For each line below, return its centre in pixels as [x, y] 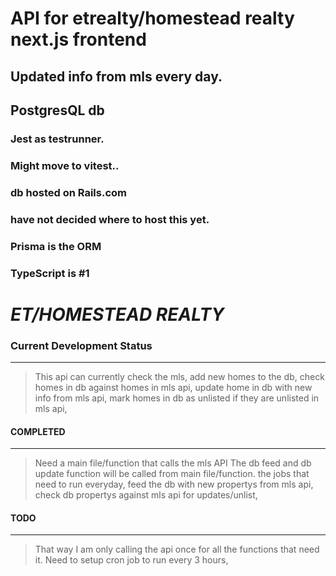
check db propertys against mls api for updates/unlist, [146, 495]
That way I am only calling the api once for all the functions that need [177, 549]
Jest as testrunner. [57, 139]
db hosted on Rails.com [68, 192]
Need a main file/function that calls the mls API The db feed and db [173, 463]
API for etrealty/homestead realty [152, 18]
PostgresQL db [57, 110]
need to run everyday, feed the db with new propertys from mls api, [174, 484]
